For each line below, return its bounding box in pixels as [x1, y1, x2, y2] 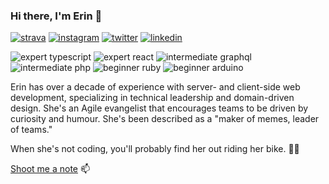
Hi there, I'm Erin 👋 [10, 9, 103, 23]
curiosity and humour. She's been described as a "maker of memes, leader [10, 113, 320, 125]
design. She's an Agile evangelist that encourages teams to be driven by [10, 102, 309, 114]
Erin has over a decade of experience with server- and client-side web [10, 81, 301, 93]
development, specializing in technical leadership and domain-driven [10, 92, 295, 104]
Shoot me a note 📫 [10, 163, 91, 175]
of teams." [10, 124, 53, 136]
